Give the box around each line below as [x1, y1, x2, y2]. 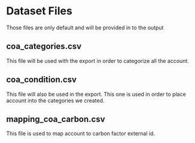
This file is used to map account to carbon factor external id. [6, 130, 156, 137]
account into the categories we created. [6, 97, 105, 104]
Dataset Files [6, 4, 73, 18]
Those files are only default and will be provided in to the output [6, 24, 164, 31]
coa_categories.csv [6, 41, 82, 51]
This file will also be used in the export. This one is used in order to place [6, 90, 187, 98]
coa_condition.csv [6, 75, 77, 85]
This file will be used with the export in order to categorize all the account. [6, 57, 190, 64]
